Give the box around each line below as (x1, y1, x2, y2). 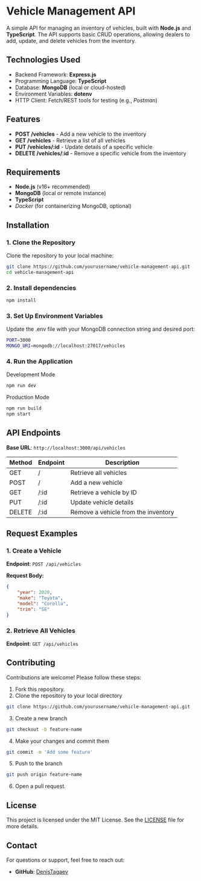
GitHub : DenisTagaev (14, 868, 68, 875)
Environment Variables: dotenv (14, 90, 92, 98)
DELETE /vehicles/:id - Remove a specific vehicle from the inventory (14, 150, 187, 157)
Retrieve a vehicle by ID (70, 488, 137, 496)
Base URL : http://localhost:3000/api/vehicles (6, 444, 126, 451)
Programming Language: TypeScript (14, 77, 107, 84)
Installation (6, 220, 49, 230)
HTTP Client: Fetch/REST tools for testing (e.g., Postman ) (14, 96, 158, 104)
